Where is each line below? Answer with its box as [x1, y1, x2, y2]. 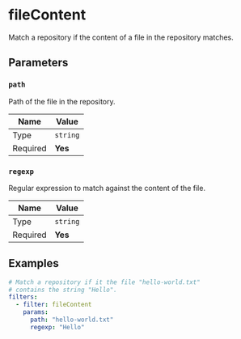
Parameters [8, 56, 69, 70]
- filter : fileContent [15, 301, 92, 309]
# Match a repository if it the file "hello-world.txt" [8, 278, 201, 286]
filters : [8, 293, 38, 301]
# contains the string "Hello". [8, 286, 117, 294]
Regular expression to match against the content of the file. [8, 183, 206, 193]
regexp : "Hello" [29, 323, 85, 331]
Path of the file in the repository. [8, 96, 116, 106]
